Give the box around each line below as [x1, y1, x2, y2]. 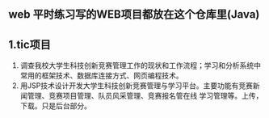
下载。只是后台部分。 [19, 101, 91, 111]
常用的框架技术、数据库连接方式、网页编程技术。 [19, 71, 183, 81]
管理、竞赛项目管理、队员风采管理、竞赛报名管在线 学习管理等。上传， [27, 91, 263, 101]
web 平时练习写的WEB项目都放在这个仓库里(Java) [8, 7, 260, 22]
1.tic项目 [8, 37, 51, 51]
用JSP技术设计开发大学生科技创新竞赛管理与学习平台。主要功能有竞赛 [19, 81, 253, 91]
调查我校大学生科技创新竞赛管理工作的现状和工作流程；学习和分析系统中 [19, 61, 261, 70]
